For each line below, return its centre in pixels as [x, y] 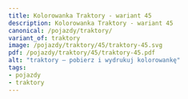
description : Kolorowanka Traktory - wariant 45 [91, 23]
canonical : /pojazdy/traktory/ [60, 30]
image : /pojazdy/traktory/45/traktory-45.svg [85, 46]
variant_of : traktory [44, 38]
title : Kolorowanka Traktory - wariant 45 [80, 16]
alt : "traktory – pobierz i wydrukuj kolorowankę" [94, 61]
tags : [17, 68]
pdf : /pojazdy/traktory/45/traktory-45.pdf [82, 53]
